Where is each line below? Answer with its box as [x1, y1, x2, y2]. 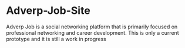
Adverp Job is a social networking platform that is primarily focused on [6, 23, 178, 30]
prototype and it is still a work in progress [6, 35, 107, 42]
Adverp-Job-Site [6, 4, 91, 17]
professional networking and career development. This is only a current [6, 29, 179, 36]
